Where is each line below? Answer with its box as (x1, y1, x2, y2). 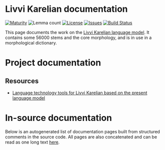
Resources (5, 76, 39, 85)
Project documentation (5, 57, 101, 69)
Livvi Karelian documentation (5, 3, 128, 15)
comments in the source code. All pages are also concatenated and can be (5, 134, 158, 140)
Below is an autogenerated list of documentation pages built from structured (5, 128, 160, 134)
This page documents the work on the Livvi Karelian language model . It (5, 29, 150, 35)
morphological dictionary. (5, 39, 57, 45)
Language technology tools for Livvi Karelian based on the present (12, 90, 148, 96)
